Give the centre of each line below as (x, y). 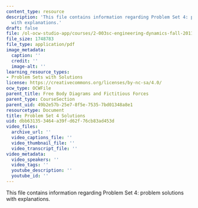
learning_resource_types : (38, 72)
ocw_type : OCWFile (29, 88)
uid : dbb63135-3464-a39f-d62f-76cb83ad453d (60, 121)
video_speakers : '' (35, 160)
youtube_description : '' (42, 171)
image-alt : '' (29, 66)
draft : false (22, 28)
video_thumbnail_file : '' (43, 143)
